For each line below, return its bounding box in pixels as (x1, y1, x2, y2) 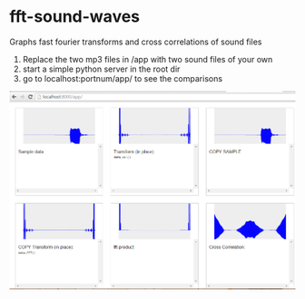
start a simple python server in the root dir (22, 63, 181, 74)
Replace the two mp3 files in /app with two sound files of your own (22, 53, 273, 64)
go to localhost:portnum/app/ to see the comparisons (22, 72, 223, 83)
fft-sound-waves (9, 6, 141, 27)
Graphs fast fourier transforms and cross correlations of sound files (9, 36, 262, 47)
